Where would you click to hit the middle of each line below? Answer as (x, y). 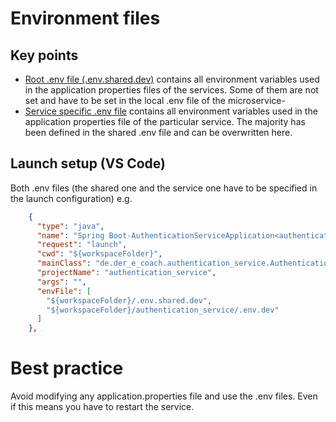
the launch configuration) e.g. (71, 198)
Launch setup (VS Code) (88, 163)
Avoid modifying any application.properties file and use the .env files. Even (164, 396)
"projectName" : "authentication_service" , (126, 273)
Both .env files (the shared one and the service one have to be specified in (164, 188)
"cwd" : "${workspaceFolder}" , (99, 254)
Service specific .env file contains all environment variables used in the (171, 111)
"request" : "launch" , (82, 245)
